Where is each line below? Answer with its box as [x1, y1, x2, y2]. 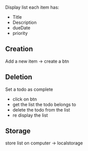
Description [12, 20, 37, 25]
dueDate [12, 25, 31, 31]
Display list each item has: [5, 5, 59, 10]
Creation [5, 45, 33, 54]
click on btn [12, 96, 37, 102]
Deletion [5, 73, 33, 81]
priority [12, 30, 28, 36]
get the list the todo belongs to [12, 101, 76, 108]
